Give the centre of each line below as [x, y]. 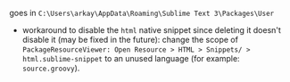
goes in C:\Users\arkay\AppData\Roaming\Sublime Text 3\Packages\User [142, 13]
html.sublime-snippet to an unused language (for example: [131, 58]
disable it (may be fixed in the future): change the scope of [130, 40]
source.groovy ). [51, 68]
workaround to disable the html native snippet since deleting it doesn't [151, 30]
